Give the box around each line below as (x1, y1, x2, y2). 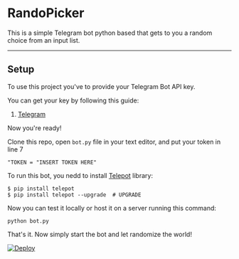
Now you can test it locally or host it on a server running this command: (7, 203, 217, 212)
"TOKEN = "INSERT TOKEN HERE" (7, 159, 97, 166)
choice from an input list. (7, 36, 80, 44)
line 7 (7, 144, 23, 154)
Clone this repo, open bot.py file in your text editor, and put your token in (7, 137, 221, 146)
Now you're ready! (7, 123, 62, 132)
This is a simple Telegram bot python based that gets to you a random (7, 28, 213, 37)
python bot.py (7, 217, 50, 225)
